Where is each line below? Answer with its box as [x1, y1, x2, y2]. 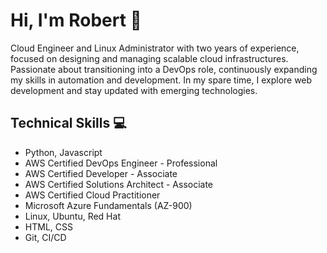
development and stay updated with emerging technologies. [10, 84, 258, 96]
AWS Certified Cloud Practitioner [24, 189, 161, 201]
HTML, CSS [24, 220, 73, 233]
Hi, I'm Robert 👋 [10, 9, 142, 32]
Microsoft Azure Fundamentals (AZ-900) [24, 199, 193, 211]
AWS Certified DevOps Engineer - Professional [24, 157, 218, 169]
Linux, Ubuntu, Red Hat [24, 210, 121, 222]
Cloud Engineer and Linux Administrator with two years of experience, [10, 42, 300, 54]
